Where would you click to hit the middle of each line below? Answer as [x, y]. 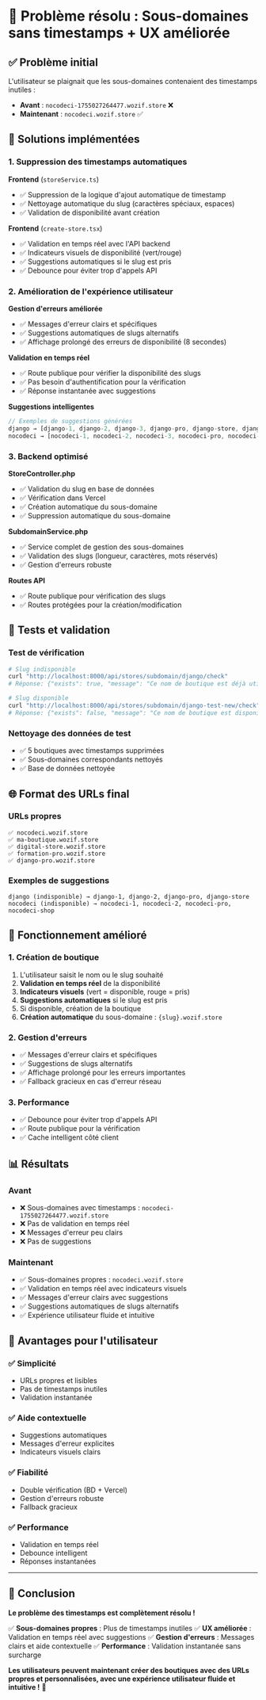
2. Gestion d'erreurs [47, 1037]
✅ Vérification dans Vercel [63, 498]
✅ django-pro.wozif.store [51, 860]
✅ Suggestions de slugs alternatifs [76, 1064]
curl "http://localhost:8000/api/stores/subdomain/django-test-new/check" [134, 706]
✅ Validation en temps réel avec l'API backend [95, 243]
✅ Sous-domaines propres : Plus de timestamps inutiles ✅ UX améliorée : [130, 1628]
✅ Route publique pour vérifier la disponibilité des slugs [110, 372]
